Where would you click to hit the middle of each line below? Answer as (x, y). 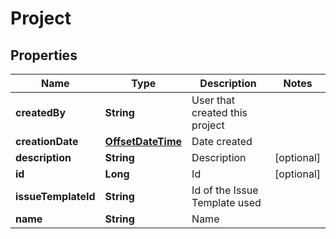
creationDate (47, 141)
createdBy (41, 112)
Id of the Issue (225, 190)
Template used (226, 202)
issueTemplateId (55, 196)
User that (213, 100)
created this (219, 112)
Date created (222, 141)
